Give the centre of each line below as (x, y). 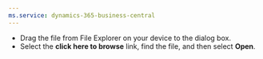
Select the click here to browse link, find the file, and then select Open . (137, 46)
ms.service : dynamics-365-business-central (82, 15)
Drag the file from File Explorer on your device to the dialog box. (126, 38)
